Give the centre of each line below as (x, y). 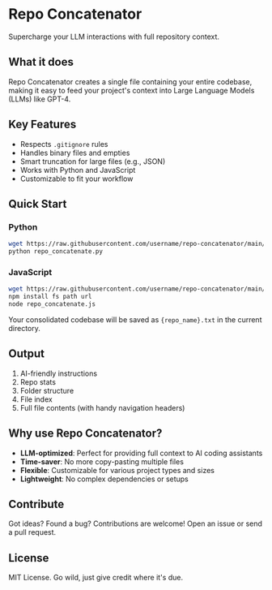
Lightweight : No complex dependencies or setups (104, 479)
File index (36, 399)
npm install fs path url (50, 297)
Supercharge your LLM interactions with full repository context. (114, 37)
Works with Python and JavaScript (78, 170)
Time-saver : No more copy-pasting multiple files (102, 461)
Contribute (36, 504)
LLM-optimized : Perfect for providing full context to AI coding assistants (141, 453)
